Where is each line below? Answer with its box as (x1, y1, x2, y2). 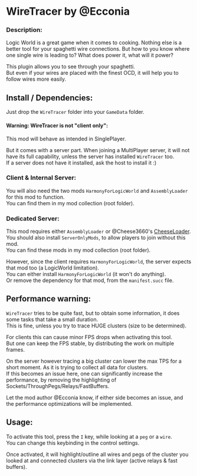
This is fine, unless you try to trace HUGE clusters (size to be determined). (6, 322, 187, 329)
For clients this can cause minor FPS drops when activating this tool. (6, 333, 172, 340)
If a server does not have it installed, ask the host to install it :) (6, 159, 157, 166)
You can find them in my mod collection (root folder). (6, 199, 134, 206)
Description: (6, 26, 42, 34)
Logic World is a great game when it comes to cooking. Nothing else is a (6, 39, 182, 46)
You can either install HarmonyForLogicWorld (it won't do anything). (6, 271, 166, 278)
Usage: (6, 418, 34, 428)
